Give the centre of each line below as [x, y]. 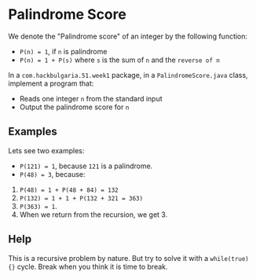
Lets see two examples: [46, 150]
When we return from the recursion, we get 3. [93, 215]
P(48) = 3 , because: [52, 174]
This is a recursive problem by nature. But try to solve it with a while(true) [129, 258]
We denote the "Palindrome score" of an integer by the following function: [128, 36]
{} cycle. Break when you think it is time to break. [88, 266]
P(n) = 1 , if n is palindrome [63, 51]
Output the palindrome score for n [74, 107]
